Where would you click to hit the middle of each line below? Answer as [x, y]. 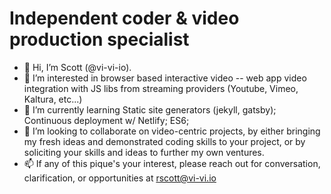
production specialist [99, 39]
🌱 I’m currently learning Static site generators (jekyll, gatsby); [150, 109]
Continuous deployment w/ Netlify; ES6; [106, 120]
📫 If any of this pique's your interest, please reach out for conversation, [172, 163]
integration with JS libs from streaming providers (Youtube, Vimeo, [161, 88]
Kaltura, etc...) [53, 99]
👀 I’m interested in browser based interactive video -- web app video [165, 78]
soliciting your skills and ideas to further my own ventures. [144, 152]
